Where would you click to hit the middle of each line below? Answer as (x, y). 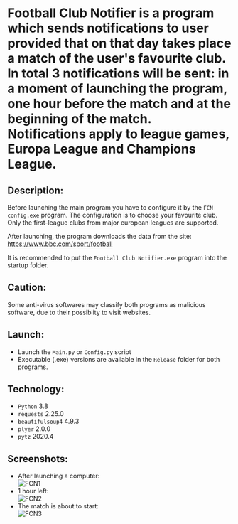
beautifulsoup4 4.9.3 (48, 422)
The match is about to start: (58, 506)
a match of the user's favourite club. (117, 59)
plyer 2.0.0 (34, 429)
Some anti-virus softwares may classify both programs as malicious (107, 304)
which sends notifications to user (108, 28)
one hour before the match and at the (119, 104)
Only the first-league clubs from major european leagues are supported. (113, 223)
